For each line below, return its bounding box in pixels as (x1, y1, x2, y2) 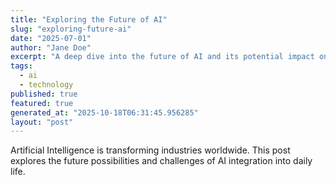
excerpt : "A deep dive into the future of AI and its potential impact (10, 52, 315, 62)
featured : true (10, 98, 74, 108)
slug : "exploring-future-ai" (10, 24, 132, 34)
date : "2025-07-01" (10, 33, 92, 43)
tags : (10, 61, 33, 71)
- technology (19, 80, 74, 90)
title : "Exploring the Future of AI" (10, 14, 168, 25)
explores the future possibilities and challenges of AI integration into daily (10, 155, 313, 167)
